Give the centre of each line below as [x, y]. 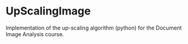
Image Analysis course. [35, 34]
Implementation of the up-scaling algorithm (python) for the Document [94, 28]
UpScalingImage [48, 11]
